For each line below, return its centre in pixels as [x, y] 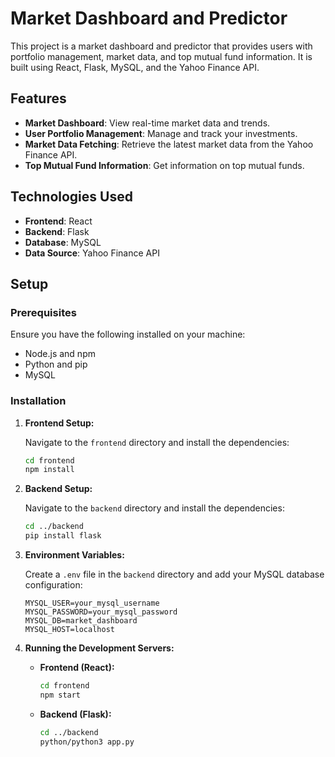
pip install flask [63, 536]
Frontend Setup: [59, 423]
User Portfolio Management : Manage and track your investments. [161, 133]
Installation [38, 401]
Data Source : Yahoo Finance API [92, 253]
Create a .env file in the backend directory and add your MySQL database [174, 574]
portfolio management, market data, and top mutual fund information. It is [161, 56]
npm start [60, 695]
